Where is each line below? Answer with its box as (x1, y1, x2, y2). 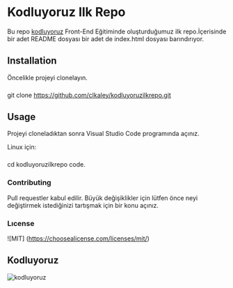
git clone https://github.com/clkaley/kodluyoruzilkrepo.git (7, 91, 172, 99)
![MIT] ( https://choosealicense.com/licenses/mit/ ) (7, 234, 150, 243)
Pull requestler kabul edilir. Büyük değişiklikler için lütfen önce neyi (7, 193, 198, 202)
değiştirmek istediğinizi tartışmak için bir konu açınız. (7, 201, 159, 209)
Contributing (7, 178, 51, 188)
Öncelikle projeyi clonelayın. (7, 73, 88, 82)
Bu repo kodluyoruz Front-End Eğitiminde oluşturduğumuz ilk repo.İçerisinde (7, 27, 227, 36)
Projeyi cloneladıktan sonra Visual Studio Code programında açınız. (7, 130, 200, 138)
